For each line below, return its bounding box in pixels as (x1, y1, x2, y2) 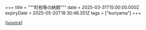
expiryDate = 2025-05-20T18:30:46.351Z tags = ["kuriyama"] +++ (5, 10, 142, 16)
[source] (5, 19, 23, 25)
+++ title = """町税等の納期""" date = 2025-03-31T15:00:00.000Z (5, 4, 140, 10)
